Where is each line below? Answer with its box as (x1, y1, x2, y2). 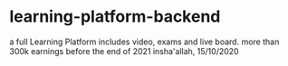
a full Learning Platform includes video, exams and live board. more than (9, 36, 280, 47)
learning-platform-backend (9, 6, 221, 27)
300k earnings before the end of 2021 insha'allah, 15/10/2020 (9, 45, 239, 56)
